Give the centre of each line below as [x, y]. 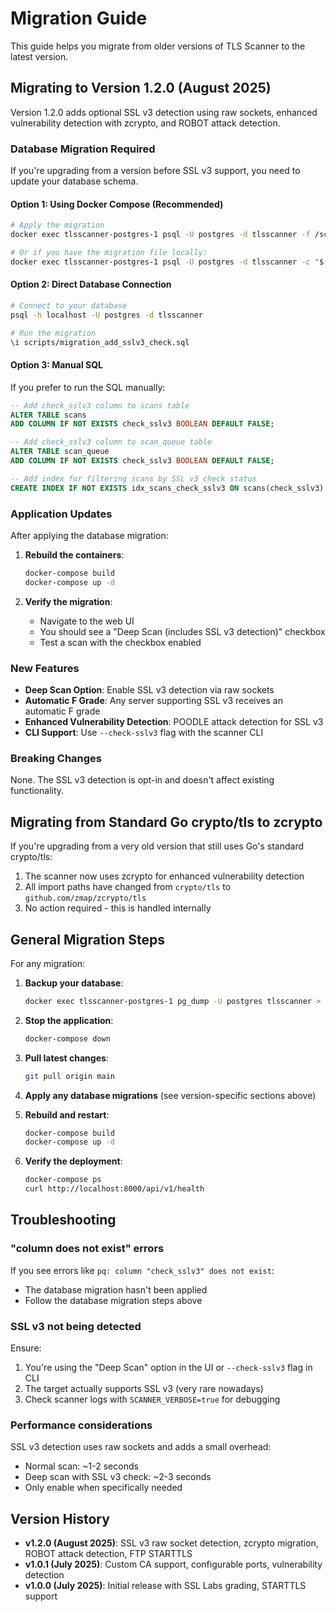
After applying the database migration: [89, 535]
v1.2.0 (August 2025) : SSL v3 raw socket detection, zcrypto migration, [171, 1543]
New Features [45, 668]
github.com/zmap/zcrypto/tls [85, 898]
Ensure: [26, 1348]
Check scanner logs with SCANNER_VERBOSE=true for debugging [152, 1399]
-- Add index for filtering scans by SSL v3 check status [133, 478]
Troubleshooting [63, 1220]
